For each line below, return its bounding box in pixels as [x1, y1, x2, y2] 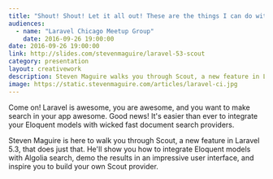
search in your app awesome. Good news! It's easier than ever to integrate [8, 111, 258, 120]
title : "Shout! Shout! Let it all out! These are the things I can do [8, 11, 253, 20]
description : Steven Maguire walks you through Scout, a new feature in [8, 72, 260, 81]
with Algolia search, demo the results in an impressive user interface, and [8, 152, 254, 163]
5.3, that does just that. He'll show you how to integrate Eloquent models [8, 144, 251, 154]
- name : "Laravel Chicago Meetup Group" [15, 27, 154, 35]
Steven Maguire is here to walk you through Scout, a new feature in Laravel [8, 135, 260, 145]
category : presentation [8, 58, 89, 66]
